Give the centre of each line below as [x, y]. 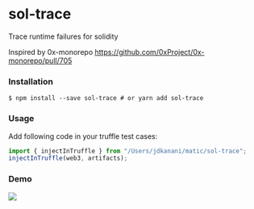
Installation [31, 82]
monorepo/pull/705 [40, 61]
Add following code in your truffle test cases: [83, 136]
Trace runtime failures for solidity [63, 36]
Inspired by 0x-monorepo [51, 52]
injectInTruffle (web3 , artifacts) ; [68, 158]
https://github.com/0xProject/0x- [150, 52]
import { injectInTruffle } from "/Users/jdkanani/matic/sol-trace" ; [128, 151]
